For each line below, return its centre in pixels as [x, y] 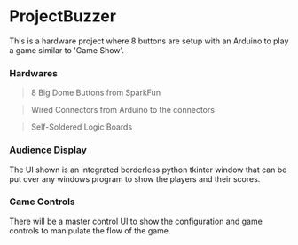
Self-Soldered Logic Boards [82, 127]
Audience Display [48, 150]
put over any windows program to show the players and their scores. [135, 178]
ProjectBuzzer [63, 16]
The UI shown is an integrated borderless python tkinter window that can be [148, 170]
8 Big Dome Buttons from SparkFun [96, 93]
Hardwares [33, 73]
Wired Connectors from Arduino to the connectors [123, 110]
